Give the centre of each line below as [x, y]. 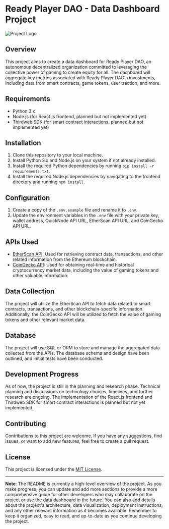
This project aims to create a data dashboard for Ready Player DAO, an [78, 62]
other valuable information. [40, 275]
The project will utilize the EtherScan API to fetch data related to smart [78, 303]
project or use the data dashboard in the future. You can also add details [80, 500]
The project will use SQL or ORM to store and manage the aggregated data [82, 348]
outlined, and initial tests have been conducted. [54, 358]
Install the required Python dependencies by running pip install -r [83, 166]
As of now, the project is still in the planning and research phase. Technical [83, 386]
